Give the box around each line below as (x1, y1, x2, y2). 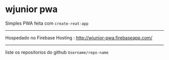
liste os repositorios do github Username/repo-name (5, 49, 109, 55)
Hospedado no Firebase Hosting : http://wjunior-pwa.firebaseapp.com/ (5, 34, 152, 41)
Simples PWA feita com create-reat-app (5, 20, 89, 26)
